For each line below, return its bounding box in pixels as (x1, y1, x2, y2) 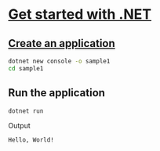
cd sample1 (8, 64, 44, 72)
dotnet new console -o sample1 (8, 57, 111, 65)
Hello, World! (8, 136, 55, 144)
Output (8, 121, 31, 131)
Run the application (8, 86, 106, 99)
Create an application (8, 37, 115, 50)
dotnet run (8, 107, 44, 115)
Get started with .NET (8, 5, 151, 23)
